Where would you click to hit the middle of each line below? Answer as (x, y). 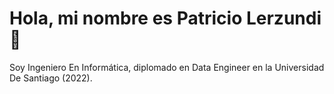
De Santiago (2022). (51, 78)
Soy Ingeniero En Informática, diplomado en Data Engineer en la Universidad (167, 67)
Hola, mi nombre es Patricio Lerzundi (165, 18)
